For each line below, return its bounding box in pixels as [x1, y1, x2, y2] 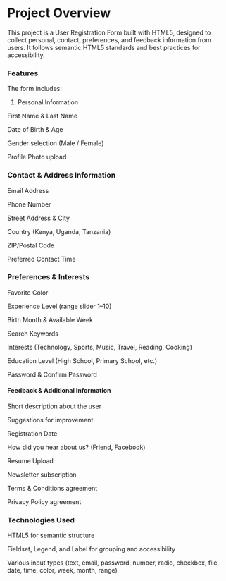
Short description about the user [7, 402, 102, 410]
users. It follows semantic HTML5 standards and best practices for [7, 43, 201, 51]
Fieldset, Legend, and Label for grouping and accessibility [7, 545, 176, 554]
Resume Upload [7, 457, 54, 465]
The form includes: [7, 85, 62, 93]
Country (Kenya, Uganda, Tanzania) [7, 227, 111, 236]
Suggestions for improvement [7, 416, 94, 424]
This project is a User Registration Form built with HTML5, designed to [7, 28, 211, 37]
